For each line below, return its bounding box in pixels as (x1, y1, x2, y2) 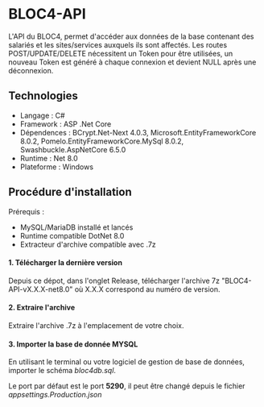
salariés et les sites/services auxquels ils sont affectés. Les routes (8, 39, 228, 49)
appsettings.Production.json (8, 390, 102, 400)
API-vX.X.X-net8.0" (8, 284, 73, 294)
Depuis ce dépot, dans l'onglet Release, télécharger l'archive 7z (8, 276, 220, 285)
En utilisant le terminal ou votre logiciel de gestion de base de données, (8, 357, 245, 367)
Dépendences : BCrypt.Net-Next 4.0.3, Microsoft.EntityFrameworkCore (19, 127, 257, 137)
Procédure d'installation (8, 185, 132, 199)
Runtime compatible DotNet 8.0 (19, 230, 125, 240)
